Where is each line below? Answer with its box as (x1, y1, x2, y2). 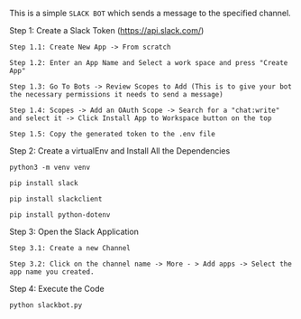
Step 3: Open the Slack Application (9, 226, 140, 237)
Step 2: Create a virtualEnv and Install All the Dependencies (9, 145, 231, 156)
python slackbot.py (9, 301, 83, 310)
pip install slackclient (9, 194, 103, 203)
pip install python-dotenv (9, 211, 111, 220)
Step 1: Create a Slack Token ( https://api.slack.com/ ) (9, 25, 205, 35)
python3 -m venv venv (9, 163, 91, 172)
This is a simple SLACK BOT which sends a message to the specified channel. (9, 8, 291, 18)
